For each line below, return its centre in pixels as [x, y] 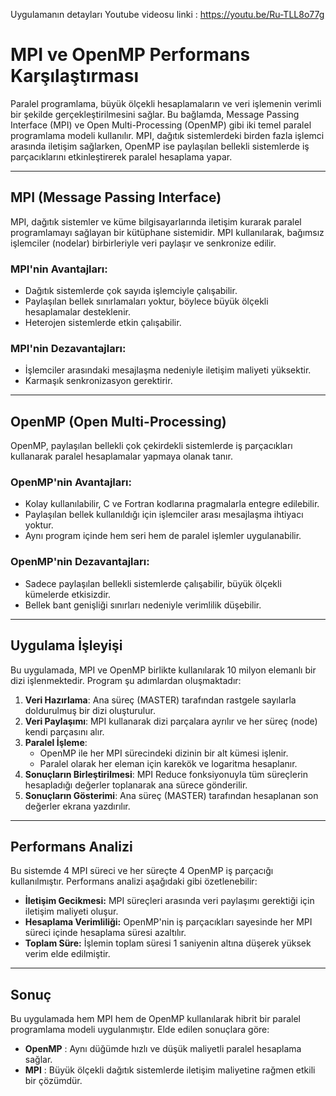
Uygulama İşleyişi [66, 645]
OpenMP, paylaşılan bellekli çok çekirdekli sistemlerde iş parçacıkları [151, 446]
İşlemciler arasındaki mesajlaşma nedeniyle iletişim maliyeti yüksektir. [168, 370]
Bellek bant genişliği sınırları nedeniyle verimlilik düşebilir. [143, 605]
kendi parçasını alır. [64, 731]
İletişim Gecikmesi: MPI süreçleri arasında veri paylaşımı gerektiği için [169, 901]
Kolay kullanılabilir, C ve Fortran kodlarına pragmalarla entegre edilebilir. [172, 504]
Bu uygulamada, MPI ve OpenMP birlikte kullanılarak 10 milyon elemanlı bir [163, 670]
